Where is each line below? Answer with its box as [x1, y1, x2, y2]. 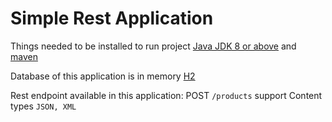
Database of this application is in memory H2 [10, 70, 196, 82]
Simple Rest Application [10, 7, 214, 30]
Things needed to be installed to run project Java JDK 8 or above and [10, 40, 297, 52]
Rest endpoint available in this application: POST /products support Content [10, 89, 323, 101]
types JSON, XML [10, 100, 77, 112]
